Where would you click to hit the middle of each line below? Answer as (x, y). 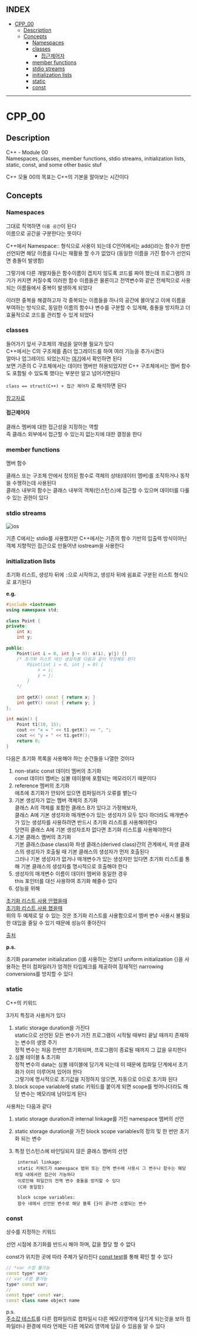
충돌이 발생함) (28, 260)
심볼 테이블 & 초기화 (37, 1057)
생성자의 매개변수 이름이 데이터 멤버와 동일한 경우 (71, 874)
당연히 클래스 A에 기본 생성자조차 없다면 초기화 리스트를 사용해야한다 (93, 830)
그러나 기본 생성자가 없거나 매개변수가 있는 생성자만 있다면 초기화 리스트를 (99, 859)
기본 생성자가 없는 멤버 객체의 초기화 (56, 800)
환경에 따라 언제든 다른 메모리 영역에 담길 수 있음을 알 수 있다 (96, 1326)
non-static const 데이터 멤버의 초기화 (58, 771)
